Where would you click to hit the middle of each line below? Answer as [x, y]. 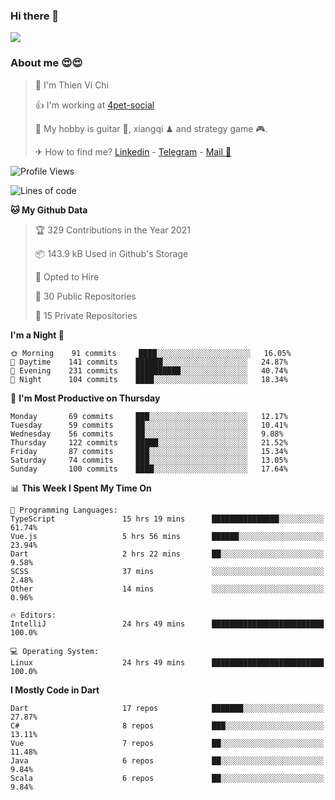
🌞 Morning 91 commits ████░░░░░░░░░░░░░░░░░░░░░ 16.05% [151, 353]
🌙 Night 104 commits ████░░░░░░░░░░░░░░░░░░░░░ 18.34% [149, 379]
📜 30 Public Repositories [85, 296]
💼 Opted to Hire [67, 276]
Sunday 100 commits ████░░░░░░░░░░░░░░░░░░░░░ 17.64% [149, 469]
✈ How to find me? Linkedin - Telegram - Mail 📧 [133, 151]
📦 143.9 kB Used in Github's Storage [111, 253]
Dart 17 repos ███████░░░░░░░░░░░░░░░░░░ [167, 708]
